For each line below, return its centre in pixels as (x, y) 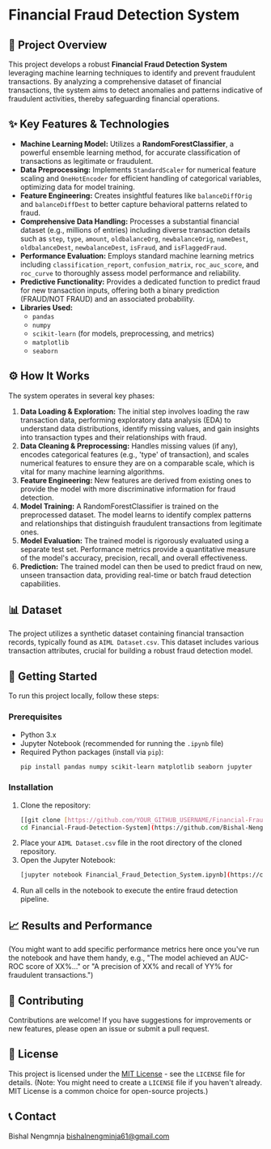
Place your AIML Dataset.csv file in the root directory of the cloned (131, 843)
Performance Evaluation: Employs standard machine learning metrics (137, 255)
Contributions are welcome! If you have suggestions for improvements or (130, 1020)
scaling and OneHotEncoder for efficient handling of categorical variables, (141, 178)
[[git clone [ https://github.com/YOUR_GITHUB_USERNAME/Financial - (134, 820)
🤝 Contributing (46, 1000)
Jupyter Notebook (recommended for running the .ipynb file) (122, 743)
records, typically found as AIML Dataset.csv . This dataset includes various (133, 642)
